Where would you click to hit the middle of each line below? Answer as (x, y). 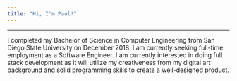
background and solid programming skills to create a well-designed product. (119, 70)
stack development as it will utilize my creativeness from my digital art (109, 62)
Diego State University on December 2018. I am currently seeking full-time (115, 47)
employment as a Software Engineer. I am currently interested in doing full (115, 55)
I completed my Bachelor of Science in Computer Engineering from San (111, 40)
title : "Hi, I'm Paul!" (42, 14)
